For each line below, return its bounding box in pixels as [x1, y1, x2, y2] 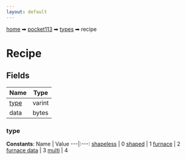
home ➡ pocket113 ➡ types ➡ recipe [6, 25, 97, 33]
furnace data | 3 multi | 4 [6, 146, 68, 154]
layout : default [6, 8, 47, 15]
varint [32, 98, 50, 107]
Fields [6, 71, 30, 81]
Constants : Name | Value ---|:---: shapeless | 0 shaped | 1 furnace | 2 [6, 140, 181, 147]
